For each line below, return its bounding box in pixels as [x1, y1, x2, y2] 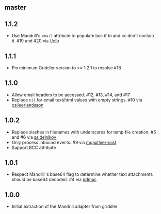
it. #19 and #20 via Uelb [11, 38, 59, 44]
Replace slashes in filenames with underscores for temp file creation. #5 [11, 129, 156, 135]
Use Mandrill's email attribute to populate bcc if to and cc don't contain [11, 33, 154, 39]
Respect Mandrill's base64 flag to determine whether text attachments [11, 171, 153, 177]
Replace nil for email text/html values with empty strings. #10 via [11, 97, 143, 103]
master [4, 3, 27, 12]
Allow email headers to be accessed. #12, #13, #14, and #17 [11, 92, 130, 98]
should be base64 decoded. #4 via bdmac [11, 177, 97, 182]
